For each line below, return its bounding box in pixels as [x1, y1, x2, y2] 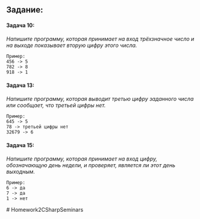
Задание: [6, 5, 43, 15]
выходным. [6, 168, 35, 175]
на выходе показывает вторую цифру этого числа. [6, 42, 137, 49]
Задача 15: [6, 142, 34, 149]
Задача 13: [6, 81, 35, 89]
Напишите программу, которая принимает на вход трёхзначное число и [6, 35, 195, 42]
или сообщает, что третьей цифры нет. [6, 101, 106, 109]
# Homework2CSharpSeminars [6, 206, 84, 213]
